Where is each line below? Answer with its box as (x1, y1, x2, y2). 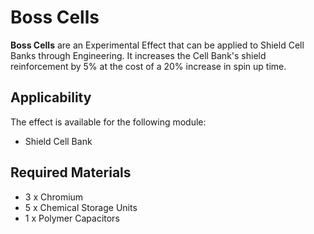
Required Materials (10, 164, 132, 181)
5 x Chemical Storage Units (24, 201, 138, 213)
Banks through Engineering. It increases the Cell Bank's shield (10, 49, 267, 61)
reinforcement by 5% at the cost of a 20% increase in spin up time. (10, 60, 287, 72)
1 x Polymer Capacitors (24, 212, 120, 224)
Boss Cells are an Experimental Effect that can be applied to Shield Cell (10, 39, 305, 51)
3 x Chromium (24, 191, 84, 203)
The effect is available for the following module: (10, 116, 207, 128)
